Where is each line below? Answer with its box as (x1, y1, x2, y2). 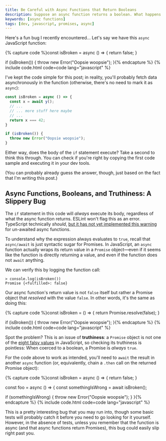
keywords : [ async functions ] (5, 16, 66, 21)
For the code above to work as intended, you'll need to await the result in (5, 354, 155, 360)
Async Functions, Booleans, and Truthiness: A (5, 190, 152, 198)
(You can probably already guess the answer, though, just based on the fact (5, 170, 161, 176)
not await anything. (5, 257, 45, 263)
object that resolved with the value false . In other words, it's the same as (5, 295, 155, 301)
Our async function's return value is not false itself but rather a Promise (5, 289, 153, 295)
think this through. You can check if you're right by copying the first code (5, 155, 155, 161)
